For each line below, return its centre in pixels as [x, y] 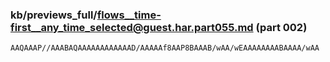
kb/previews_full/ [54, 15]
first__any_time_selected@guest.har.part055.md [132, 27]
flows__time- [129, 15]
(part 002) [281, 27]
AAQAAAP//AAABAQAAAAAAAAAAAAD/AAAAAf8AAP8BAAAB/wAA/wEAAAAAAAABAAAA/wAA [165, 48]
